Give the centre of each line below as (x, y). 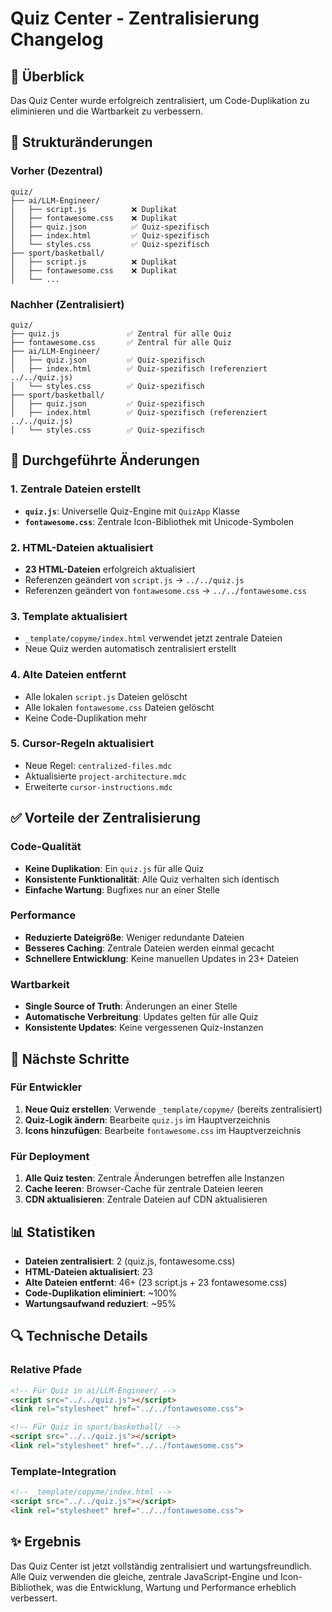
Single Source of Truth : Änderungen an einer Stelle (131, 1006)
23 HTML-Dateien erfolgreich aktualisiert (110, 569)
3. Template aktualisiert (69, 616)
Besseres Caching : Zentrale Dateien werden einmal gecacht (149, 948)
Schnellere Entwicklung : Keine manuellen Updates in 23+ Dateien (162, 958)
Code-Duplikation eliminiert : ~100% (101, 1293)
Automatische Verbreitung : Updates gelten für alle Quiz (141, 1017)
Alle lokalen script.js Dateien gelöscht (106, 696)
